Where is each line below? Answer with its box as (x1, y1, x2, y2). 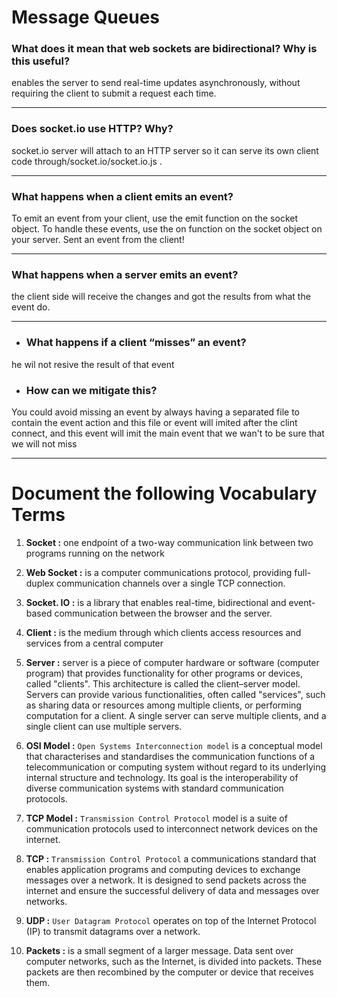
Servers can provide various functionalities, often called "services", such (25, 688, 326, 700)
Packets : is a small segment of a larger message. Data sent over (25, 944, 294, 956)
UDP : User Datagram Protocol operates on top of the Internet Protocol (25, 914, 317, 926)
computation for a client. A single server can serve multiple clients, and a (25, 709, 327, 721)
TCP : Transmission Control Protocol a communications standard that (25, 852, 317, 865)
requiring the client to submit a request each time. (11, 87, 217, 100)
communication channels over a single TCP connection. (56, 577, 286, 589)
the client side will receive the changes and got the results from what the (11, 291, 311, 303)
